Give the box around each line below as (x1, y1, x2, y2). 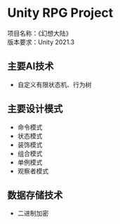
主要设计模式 (7, 103, 63, 115)
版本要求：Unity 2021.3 (7, 37, 75, 46)
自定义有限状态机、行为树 (17, 80, 92, 88)
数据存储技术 (7, 189, 63, 201)
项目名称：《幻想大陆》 (7, 29, 72, 37)
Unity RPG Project (7, 5, 114, 21)
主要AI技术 (7, 60, 54, 72)
